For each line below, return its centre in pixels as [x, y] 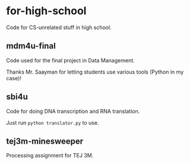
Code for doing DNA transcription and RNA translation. [73, 111]
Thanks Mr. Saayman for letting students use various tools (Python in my [95, 72]
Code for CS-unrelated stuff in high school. [59, 27]
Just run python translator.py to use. [53, 122]
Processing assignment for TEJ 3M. [50, 156]
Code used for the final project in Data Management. [70, 60]
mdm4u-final [31, 46]
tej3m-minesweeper [45, 141]
